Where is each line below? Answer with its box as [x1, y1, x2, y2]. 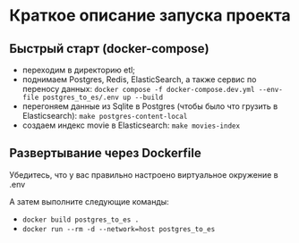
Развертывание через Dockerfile [9, 146, 201, 161]
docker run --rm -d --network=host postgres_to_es [21, 224, 216, 233]
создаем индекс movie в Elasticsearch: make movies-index [21, 120, 240, 130]
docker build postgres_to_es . [21, 215, 140, 224]
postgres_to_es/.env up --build [42, 93, 164, 102]
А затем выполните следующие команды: [9, 196, 170, 206]
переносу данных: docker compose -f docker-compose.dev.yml [21, 84, 255, 94]
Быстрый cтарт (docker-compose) [9, 41, 209, 56]
